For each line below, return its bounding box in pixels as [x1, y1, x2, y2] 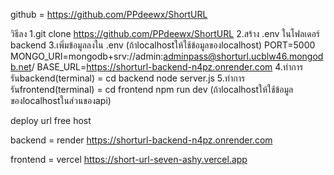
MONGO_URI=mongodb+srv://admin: [10, 50, 164, 62]
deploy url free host [10, 115, 92, 126]
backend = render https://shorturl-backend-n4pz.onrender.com [10, 134, 273, 146]
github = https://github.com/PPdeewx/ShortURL [10, 9, 208, 20]
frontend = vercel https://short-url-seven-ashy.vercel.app [10, 154, 248, 165]
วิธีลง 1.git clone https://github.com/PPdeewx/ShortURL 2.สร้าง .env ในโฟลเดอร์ [10, 28, 321, 39]
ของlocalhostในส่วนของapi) [10, 95, 112, 106]
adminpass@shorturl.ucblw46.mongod [163, 50, 324, 62]
